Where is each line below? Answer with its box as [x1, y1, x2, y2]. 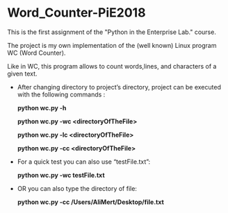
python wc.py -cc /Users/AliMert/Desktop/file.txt [17, 198, 165, 206]
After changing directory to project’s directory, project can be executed [17, 83, 221, 91]
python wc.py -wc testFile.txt [17, 171, 106, 179]
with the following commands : [17, 90, 106, 99]
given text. [7, 69, 38, 78]
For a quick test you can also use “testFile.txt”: [17, 157, 151, 166]
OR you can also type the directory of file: [17, 184, 138, 192]
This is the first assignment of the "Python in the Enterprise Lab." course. [7, 28, 217, 36]
